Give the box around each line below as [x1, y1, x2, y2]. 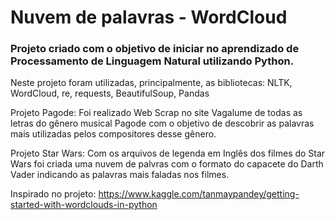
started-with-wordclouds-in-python [10, 199, 158, 211]
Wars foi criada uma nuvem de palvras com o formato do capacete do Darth [10, 158, 324, 170]
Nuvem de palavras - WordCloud [10, 6, 288, 29]
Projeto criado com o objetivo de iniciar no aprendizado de [10, 42, 300, 56]
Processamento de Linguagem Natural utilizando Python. [10, 54, 295, 68]
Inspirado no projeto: [10, 188, 97, 200]
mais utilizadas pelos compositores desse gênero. [10, 128, 217, 140]
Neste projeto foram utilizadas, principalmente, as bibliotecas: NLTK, [10, 77, 293, 89]
